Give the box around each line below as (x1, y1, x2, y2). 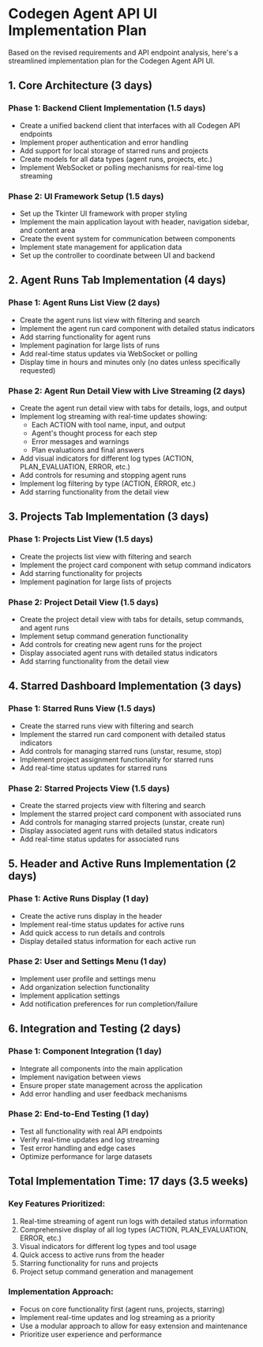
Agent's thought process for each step (31, 428, 158, 438)
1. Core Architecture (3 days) (8, 79, 152, 92)
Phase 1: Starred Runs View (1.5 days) (8, 703, 156, 714)
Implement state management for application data (19, 242, 182, 251)
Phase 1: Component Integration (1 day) (8, 1046, 162, 1057)
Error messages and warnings (31, 436, 130, 446)
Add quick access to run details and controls (19, 927, 166, 937)
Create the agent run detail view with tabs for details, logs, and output (19, 403, 247, 412)
